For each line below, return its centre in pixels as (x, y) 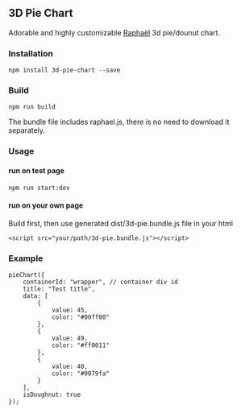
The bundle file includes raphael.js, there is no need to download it (119, 122)
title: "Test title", (59, 289)
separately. (27, 130)
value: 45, (70, 310)
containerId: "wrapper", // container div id (101, 282)
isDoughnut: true (52, 395)
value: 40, (70, 367)
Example (26, 258)
